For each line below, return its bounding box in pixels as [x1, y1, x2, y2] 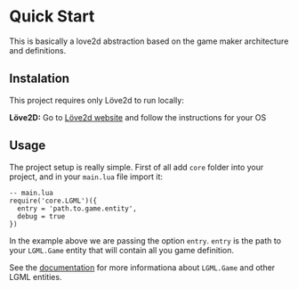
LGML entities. [9, 271, 62, 282]
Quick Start [9, 6, 95, 27]
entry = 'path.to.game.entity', [17, 203, 138, 213]
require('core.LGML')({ [9, 196, 98, 205]
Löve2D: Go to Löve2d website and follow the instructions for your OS [9, 111, 267, 122]
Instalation [9, 71, 69, 87]
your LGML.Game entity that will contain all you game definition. [9, 244, 234, 255]
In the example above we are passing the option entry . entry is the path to [9, 235, 282, 246]
